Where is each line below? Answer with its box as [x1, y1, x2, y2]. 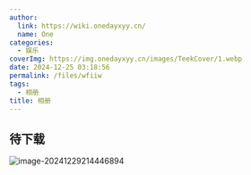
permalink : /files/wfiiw [9, 71, 102, 80]
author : [9, 12, 39, 22]
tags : [9, 79, 30, 88]
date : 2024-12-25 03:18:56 [9, 63, 110, 72]
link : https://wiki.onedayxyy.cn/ [17, 21, 146, 30]
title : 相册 [9, 96, 51, 105]
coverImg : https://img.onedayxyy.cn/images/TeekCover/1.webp [9, 54, 243, 63]
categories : [9, 37, 54, 47]
